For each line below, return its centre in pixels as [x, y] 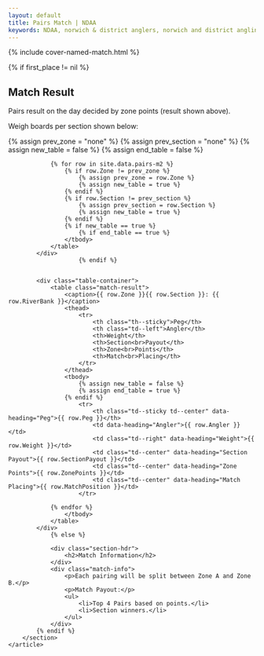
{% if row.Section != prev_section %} [128, 199]
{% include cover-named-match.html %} [74, 53]
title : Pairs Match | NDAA [52, 23]
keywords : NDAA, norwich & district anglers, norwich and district [121, 30]
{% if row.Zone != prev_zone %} [117, 171]
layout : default [35, 15]
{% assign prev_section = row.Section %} [147, 206]
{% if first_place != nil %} [49, 67]
